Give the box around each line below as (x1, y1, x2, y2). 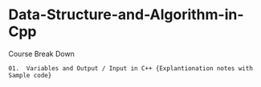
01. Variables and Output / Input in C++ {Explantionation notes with (8, 64, 253, 73)
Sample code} (8, 71, 52, 79)
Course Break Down (8, 49, 75, 58)
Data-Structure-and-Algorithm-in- (8, 6, 244, 24)
